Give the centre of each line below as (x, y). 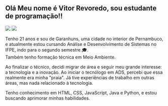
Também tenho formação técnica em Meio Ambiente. (61, 57)
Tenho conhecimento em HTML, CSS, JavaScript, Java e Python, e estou (81, 92)
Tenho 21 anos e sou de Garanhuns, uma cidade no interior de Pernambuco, (84, 39)
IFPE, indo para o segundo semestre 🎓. (47, 49)
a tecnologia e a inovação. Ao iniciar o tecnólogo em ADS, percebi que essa (84, 72)
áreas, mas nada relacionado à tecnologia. (49, 83)
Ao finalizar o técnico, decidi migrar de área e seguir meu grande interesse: (84, 67)
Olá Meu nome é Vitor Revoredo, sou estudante (81, 8)
